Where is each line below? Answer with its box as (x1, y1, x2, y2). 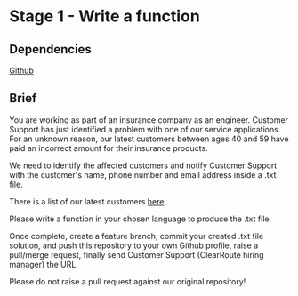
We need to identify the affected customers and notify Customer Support (9, 160, 278, 171)
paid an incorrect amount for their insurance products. (9, 142, 208, 153)
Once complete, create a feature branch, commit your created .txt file (9, 230, 264, 241)
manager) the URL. (9, 259, 78, 269)
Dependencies (9, 42, 92, 57)
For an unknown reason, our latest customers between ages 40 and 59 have (9, 133, 289, 144)
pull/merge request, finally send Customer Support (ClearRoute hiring (9, 249, 264, 260)
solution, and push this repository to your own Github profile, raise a (9, 240, 259, 251)
